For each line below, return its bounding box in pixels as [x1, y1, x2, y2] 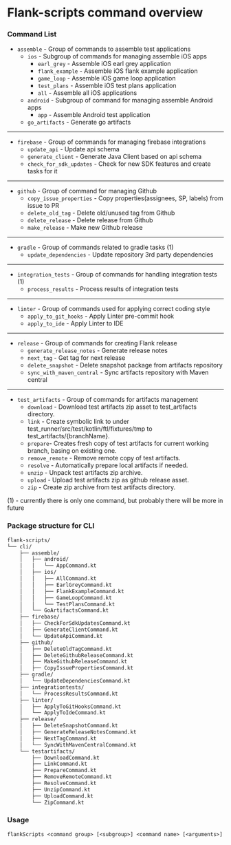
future [7, 504, 25, 512]
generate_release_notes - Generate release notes [27, 346, 168, 355]
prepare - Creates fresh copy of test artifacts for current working [27, 439, 210, 448]
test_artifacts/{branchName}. [27, 432, 110, 440]
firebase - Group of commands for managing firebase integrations [16, 138, 206, 146]
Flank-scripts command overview [7, 5, 203, 21]
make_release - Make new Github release [27, 224, 143, 232]
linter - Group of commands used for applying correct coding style [16, 305, 210, 313]
